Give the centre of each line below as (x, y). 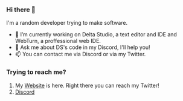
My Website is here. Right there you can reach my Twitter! (87, 85)
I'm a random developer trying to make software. (67, 23)
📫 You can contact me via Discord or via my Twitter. (80, 54)
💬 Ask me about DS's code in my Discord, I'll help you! (82, 47)
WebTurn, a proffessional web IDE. (58, 41)
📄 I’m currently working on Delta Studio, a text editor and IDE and (96, 34)
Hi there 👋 (21, 10)
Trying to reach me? (36, 72)
